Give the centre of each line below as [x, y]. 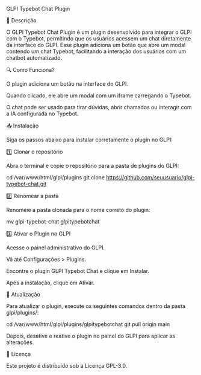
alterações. [20, 342]
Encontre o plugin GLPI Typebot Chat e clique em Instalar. [78, 271]
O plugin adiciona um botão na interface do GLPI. [67, 84]
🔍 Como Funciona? [31, 70]
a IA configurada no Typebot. [42, 114]
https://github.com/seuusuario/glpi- [150, 177]
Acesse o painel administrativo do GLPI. [56, 248]
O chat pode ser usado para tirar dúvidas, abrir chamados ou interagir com [99, 107]
